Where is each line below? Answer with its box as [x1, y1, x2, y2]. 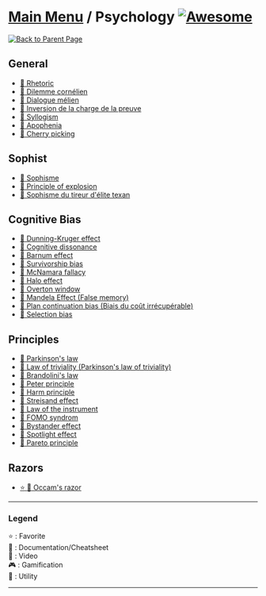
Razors [8, 461, 44, 475]
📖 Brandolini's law [19, 371, 79, 380]
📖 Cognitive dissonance [19, 242, 97, 252]
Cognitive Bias [8, 213, 82, 226]
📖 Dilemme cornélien [19, 87, 89, 96]
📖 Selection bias [19, 310, 73, 319]
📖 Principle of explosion [19, 181, 97, 190]
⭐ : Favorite [8, 532, 46, 541]
